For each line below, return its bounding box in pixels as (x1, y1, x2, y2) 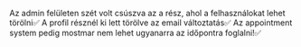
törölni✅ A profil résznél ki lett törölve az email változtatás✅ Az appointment (9, 17, 293, 28)
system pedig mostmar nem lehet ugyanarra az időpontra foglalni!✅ (9, 27, 262, 38)
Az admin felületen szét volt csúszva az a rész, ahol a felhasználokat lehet (9, 8, 287, 18)
